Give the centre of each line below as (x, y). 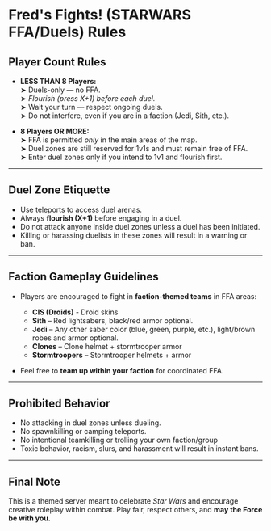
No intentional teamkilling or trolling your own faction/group (119, 440)
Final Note (34, 481)
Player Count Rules (57, 62)
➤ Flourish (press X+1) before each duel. (88, 98)
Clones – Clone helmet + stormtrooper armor (107, 346)
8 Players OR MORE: (54, 131)
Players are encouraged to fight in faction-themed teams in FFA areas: (138, 296)
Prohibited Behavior (59, 404)
